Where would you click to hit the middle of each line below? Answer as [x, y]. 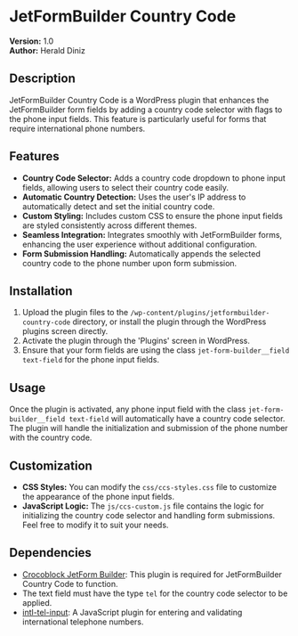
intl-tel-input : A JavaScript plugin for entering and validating [132, 612]
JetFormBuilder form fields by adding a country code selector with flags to [146, 110]
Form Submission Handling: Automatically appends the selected [141, 253]
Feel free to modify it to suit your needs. [95, 525]
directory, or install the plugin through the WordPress [169, 322]
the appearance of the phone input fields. [98, 497]
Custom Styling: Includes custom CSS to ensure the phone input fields [152, 216]
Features [34, 156]
